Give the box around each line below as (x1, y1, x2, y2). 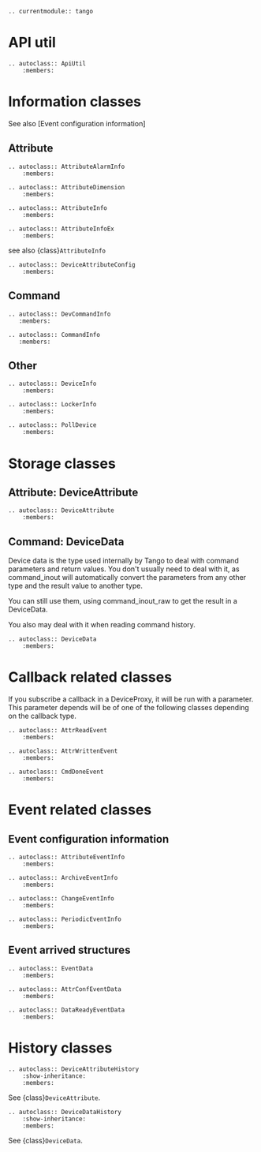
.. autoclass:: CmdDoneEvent (8, 768, 104, 776)
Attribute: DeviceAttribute (8, 485, 139, 499)
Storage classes (8, 454, 116, 473)
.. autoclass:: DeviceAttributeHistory (8, 1065, 140, 1073)
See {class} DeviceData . (8, 1135, 83, 1145)
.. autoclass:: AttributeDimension (8, 183, 125, 191)
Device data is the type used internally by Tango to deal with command (8, 556, 239, 566)
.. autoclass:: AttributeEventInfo (8, 853, 125, 862)
